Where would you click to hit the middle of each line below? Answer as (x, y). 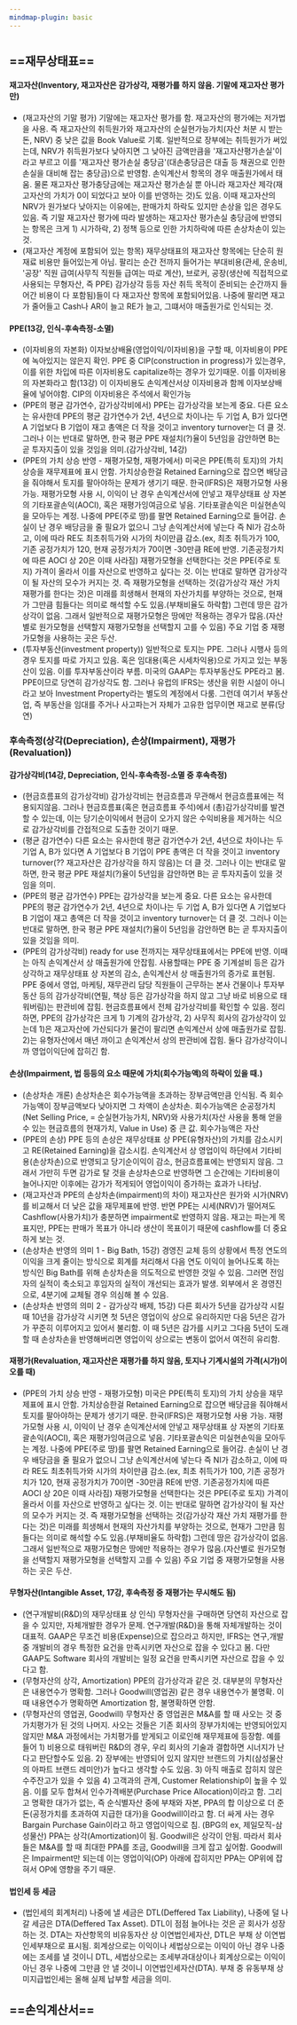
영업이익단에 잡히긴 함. (71, 1052)
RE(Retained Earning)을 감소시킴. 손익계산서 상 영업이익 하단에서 (145, 1150)
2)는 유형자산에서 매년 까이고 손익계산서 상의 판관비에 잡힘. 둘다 (132, 1040)
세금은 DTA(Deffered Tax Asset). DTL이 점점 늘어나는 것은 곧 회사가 (150, 1924)
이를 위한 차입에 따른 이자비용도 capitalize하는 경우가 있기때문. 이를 (139, 372)
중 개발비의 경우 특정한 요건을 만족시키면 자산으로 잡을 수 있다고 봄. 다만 (146, 1647)
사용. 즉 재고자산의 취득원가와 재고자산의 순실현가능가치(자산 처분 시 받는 (157, 129)
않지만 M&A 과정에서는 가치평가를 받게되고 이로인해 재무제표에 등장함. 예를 (151, 1736)
